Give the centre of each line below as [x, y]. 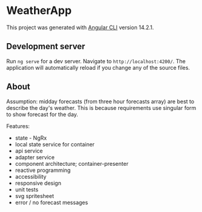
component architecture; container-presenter [72, 163]
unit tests [27, 190]
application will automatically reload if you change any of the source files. [98, 67]
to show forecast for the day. [42, 114]
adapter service [35, 157]
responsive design [38, 183]
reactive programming [43, 170]
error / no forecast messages [52, 202]
